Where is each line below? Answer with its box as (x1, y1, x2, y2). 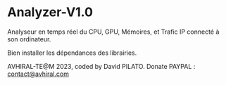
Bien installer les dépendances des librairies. (7, 48, 137, 57)
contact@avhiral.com (7, 70, 69, 78)
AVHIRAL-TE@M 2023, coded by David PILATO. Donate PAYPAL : (7, 62, 196, 70)
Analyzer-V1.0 (7, 4, 94, 20)
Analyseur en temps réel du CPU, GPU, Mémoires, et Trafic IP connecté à (7, 27, 220, 36)
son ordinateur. (7, 34, 51, 43)
